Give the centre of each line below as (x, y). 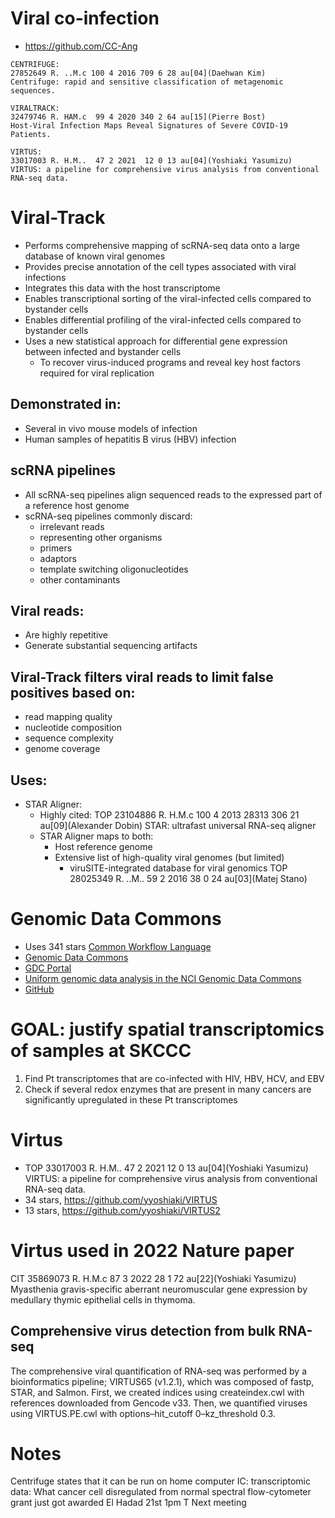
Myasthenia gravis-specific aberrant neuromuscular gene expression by (159, 1289)
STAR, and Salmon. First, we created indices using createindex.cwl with (157, 1392)
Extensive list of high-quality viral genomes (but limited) (169, 857)
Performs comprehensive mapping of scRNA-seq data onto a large (162, 245)
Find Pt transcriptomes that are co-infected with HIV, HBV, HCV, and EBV (174, 1078)
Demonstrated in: (66, 404)
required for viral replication (97, 373)
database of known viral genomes (95, 256)
